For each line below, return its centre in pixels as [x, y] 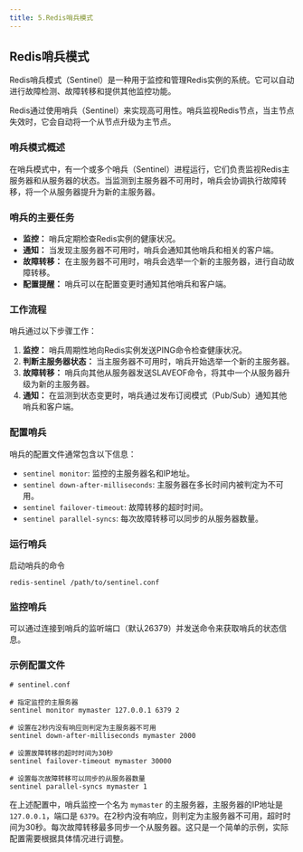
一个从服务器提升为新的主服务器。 [96, 192]
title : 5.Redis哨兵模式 [51, 18]
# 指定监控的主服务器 [44, 702]
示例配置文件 [38, 666]
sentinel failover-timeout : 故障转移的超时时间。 [115, 506]
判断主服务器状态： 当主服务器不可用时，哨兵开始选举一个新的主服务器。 [158, 362]
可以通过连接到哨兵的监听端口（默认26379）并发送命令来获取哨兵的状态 [144, 629]
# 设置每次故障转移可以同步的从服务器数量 [78, 779]
